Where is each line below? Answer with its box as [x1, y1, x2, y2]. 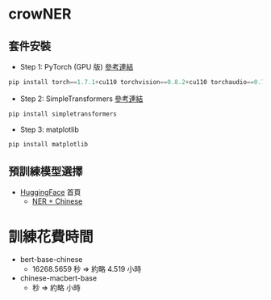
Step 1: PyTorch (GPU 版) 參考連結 [19, 62, 134, 71]
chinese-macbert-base [19, 273, 98, 283]
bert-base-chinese [19, 255, 83, 264]
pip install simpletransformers [8, 110, 117, 118]
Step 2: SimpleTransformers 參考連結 [19, 94, 144, 104]
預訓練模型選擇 [8, 165, 83, 179]
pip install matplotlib [8, 140, 89, 148]
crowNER [8, 5, 72, 23]
